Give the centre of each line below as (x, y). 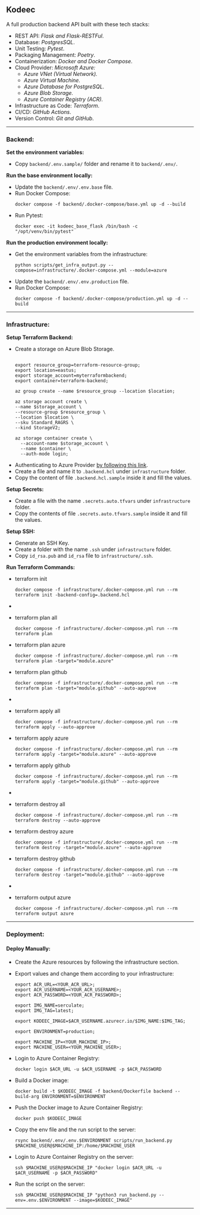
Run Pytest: (29, 216)
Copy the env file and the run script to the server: (75, 1129)
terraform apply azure (42, 738)
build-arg (27, 1096)
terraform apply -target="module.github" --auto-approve (87, 782)
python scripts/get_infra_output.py (60, 265)
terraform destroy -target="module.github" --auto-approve (90, 875)
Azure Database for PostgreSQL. (64, 87)
